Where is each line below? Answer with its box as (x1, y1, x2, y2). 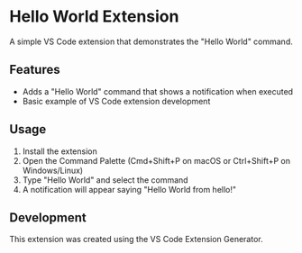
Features (9, 62, 60, 77)
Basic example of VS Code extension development (22, 95, 211, 106)
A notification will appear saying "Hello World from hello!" (22, 184, 237, 194)
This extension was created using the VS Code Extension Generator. (9, 234, 263, 245)
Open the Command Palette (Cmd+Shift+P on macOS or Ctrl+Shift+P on (22, 155, 291, 166)
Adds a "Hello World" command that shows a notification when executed (22, 86, 294, 96)
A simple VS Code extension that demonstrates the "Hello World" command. (9, 36, 293, 47)
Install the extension (22, 146, 97, 157)
